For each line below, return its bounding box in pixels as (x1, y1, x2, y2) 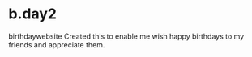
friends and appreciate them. (8, 39, 105, 49)
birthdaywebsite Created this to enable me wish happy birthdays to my (8, 31, 245, 41)
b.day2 (8, 5, 57, 23)
